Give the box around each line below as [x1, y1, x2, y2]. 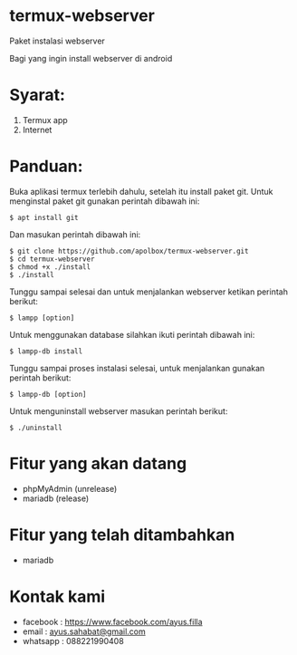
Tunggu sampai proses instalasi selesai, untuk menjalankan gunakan [9, 362, 265, 373]
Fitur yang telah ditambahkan [9, 525, 235, 544]
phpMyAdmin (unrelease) [22, 483, 118, 494]
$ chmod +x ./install [9, 262, 91, 272]
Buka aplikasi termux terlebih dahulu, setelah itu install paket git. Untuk [9, 186, 273, 197]
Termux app [22, 114, 68, 125]
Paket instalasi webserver [9, 35, 106, 46]
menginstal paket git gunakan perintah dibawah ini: [9, 196, 200, 207]
